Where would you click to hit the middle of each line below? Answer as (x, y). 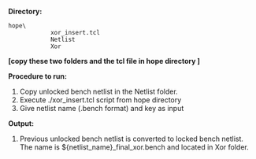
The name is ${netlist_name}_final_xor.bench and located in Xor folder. (134, 147)
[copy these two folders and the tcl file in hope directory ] (104, 61)
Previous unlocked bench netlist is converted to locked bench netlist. (132, 139)
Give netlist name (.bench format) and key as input (102, 108)
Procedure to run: (37, 76)
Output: (21, 124)
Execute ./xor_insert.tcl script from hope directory (100, 100)
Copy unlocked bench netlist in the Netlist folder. (99, 91)
